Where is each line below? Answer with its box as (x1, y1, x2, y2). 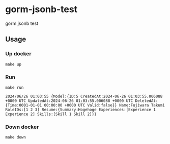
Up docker (5, 50, 32, 57)
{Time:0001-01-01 (5, 102, 42, 107)
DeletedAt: (135, 98, 158, 103)
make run (5, 85, 24, 90)
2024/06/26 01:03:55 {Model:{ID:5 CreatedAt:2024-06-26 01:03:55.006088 (5, 94, 163, 99)
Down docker (5, 123, 39, 130)
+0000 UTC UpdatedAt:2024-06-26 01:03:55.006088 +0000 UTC (5, 98, 133, 103)
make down (5, 135, 26, 140)
